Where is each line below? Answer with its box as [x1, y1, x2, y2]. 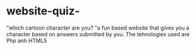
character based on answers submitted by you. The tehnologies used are [6, 30, 190, 37]
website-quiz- [6, 4, 80, 18]
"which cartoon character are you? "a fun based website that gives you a [6, 24, 190, 31]
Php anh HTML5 [6, 37, 47, 44]
